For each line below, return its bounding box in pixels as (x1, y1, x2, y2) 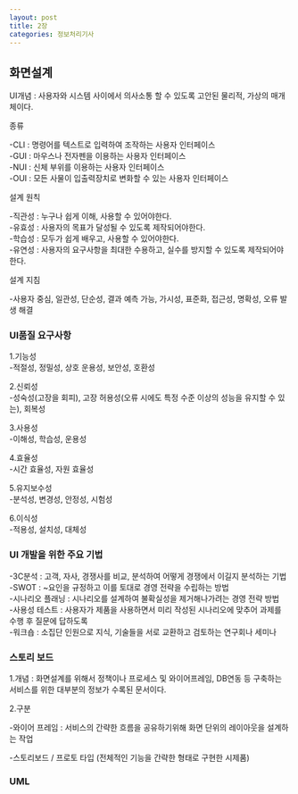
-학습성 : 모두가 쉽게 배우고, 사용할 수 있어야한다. (9, 233, 179, 244)
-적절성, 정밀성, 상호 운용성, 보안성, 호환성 (9, 363, 156, 373)
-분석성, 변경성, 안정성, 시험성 (9, 494, 113, 505)
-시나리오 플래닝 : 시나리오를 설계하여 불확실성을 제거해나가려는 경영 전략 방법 (9, 593, 279, 604)
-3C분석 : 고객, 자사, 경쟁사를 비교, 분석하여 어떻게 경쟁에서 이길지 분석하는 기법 (9, 571, 287, 581)
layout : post (9, 13, 58, 22)
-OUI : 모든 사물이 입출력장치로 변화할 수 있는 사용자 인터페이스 (9, 173, 229, 184)
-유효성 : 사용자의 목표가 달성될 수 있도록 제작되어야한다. (9, 222, 206, 233)
